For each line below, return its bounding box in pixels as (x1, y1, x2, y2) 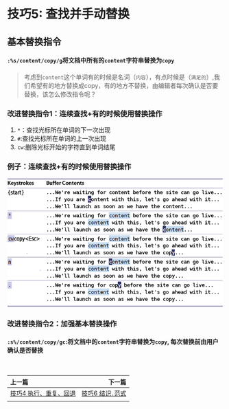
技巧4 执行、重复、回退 (10, 389, 76, 397)
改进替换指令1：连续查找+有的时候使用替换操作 (7, 109, 162, 118)
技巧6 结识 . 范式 (81, 389, 127, 397)
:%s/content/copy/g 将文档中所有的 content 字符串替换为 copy (7, 56, 175, 65)
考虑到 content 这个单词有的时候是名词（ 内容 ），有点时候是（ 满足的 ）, (23, 73, 215, 81)
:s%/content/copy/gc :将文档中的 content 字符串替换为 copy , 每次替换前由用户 (7, 338, 219, 346)
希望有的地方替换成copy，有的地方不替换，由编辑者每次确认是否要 (29, 81, 219, 89)
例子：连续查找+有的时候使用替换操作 (7, 162, 132, 171)
